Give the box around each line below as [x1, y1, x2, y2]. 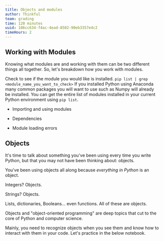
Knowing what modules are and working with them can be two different [5, 61, 150, 67]
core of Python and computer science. [5, 215, 83, 221]
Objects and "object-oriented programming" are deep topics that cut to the [5, 210, 157, 216]
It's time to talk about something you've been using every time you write [5, 152, 151, 158]
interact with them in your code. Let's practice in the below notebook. [5, 230, 146, 236]
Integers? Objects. [5, 182, 42, 188]
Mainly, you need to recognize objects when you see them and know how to [5, 225, 159, 231]
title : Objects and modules [5, 7, 63, 12]
